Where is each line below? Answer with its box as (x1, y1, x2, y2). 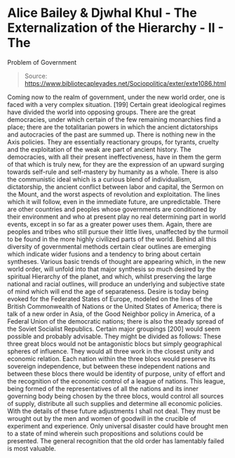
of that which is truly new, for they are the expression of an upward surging (7, 160, 224, 168)
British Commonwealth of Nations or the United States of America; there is (7, 302, 222, 310)
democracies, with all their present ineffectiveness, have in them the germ (7, 153, 222, 161)
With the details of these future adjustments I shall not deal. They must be (7, 407, 221, 415)
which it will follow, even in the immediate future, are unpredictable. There (7, 197, 221, 205)
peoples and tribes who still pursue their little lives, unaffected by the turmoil (7, 227, 229, 236)
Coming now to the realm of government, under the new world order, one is (7, 93, 226, 101)
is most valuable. (7, 444, 56, 452)
